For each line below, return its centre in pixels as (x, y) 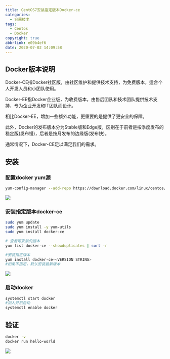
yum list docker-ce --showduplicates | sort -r (56, 246)
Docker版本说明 (30, 70)
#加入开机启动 (18, 303)
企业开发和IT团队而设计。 (49, 106)
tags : (11, 24)
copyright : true (22, 38)
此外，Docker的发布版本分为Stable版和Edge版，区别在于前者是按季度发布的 (84, 127)
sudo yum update (22, 222)
